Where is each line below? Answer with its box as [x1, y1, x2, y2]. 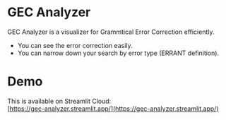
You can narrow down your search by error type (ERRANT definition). [17, 49, 220, 57]
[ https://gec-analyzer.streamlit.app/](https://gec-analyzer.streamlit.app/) [7, 104, 219, 113]
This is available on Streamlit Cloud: [7, 97, 112, 105]
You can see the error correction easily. [17, 41, 133, 49]
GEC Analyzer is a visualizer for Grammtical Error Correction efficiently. [7, 28, 215, 36]
